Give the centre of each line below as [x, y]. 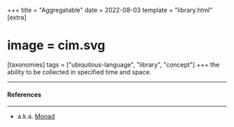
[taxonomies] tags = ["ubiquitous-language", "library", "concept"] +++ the [114, 65]
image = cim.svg [56, 45]
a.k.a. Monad [36, 117]
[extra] [17, 17]
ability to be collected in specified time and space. [79, 71]
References [24, 94]
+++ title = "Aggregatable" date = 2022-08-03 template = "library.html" [110, 10]
